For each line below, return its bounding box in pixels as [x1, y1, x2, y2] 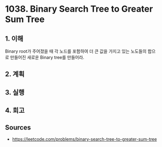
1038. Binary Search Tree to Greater [5, 3, 153, 15]
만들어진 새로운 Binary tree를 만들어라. [10, 55, 84, 60]
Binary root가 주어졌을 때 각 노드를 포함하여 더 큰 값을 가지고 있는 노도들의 [5, 48, 147, 54]
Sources [5, 123, 31, 131]
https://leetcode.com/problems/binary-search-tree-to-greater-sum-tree [12, 136, 157, 142]
